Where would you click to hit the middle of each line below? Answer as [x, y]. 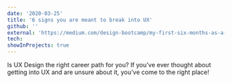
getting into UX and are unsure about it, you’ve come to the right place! [108, 72]
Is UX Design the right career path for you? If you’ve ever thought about [109, 65]
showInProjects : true [38, 45]
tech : [15, 39]
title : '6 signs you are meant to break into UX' [80, 20]
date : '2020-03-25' [35, 13]
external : [21, 33]
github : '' [23, 26]
